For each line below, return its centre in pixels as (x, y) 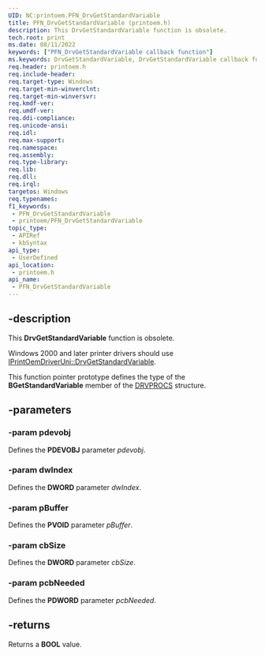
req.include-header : (42, 74)
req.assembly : (32, 155)
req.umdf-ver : (32, 111)
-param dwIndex (41, 470)
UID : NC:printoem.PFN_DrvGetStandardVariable (84, 15)
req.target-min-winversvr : (52, 96)
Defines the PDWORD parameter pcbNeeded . (82, 600)
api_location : (32, 265)
